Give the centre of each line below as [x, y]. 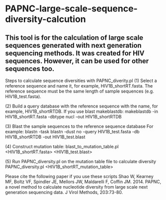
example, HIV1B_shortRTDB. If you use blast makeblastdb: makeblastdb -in [82, 111]
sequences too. [30, 68]
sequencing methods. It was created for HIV [75, 53]
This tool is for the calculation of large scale [74, 38]
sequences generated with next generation [73, 45]
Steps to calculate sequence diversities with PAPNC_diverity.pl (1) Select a [81, 81]
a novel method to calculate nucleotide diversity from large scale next [77, 187]
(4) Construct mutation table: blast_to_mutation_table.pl [62, 147]
